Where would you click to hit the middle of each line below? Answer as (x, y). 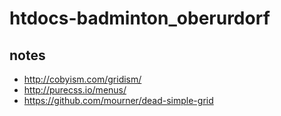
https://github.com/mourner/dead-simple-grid (118, 100)
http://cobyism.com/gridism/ (82, 79)
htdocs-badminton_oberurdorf (140, 18)
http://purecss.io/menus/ (75, 90)
